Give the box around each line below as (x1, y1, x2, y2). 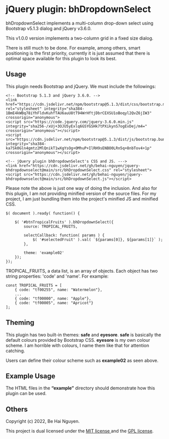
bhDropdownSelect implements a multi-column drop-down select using (6, 20, 153, 26)
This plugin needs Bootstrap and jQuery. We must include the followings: (6, 83, 156, 89)
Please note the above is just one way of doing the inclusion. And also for (6, 185, 157, 191)
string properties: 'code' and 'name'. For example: (6, 273, 109, 279)
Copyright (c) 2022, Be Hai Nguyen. (6, 418, 80, 424)
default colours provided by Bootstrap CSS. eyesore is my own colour (6, 337, 150, 343)
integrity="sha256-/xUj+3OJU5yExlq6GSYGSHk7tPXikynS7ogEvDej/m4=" (6, 124, 147, 129)
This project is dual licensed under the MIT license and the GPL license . (6, 428, 154, 434)
